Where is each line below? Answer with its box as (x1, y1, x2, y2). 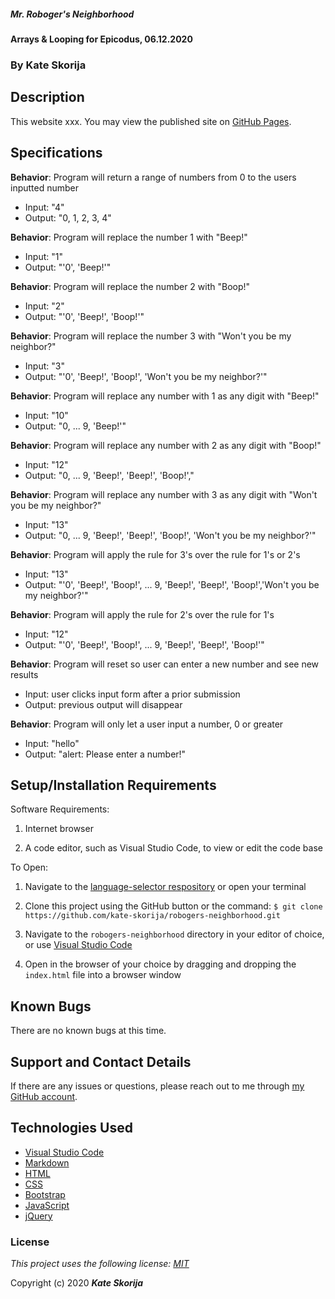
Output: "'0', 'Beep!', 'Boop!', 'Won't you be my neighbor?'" (24, 370, 268, 382)
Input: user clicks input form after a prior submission (24, 688, 241, 700)
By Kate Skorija (10, 58, 87, 72)
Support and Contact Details (10, 1053, 192, 1070)
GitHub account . (10, 1090, 78, 1102)
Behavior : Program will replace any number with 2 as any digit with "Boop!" (10, 439, 322, 451)
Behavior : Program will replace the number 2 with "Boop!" (10, 280, 251, 292)
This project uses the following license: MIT (10, 1258, 190, 1270)
